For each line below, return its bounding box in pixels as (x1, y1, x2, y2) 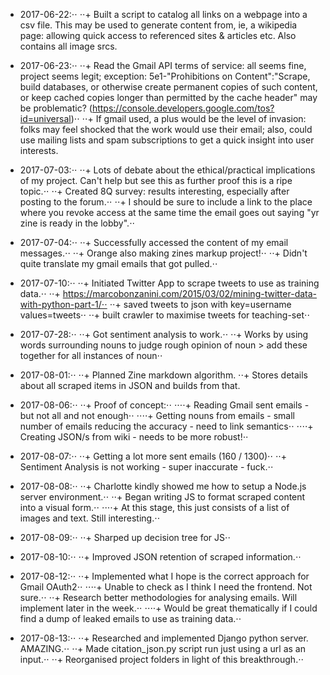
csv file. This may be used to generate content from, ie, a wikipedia (19, 19, 298, 31)
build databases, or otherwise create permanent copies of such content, (19, 81, 318, 93)
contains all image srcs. (19, 40, 118, 52)
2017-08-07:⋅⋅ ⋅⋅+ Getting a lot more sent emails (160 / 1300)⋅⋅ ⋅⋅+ (19, 450, 288, 462)
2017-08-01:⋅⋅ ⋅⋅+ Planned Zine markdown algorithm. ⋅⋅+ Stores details (19, 369, 308, 381)
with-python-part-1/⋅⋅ (19, 299, 108, 310)
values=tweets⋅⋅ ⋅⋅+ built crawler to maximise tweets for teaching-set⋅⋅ (19, 309, 310, 321)
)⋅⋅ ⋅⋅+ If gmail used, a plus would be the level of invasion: (70, 113, 307, 124)
